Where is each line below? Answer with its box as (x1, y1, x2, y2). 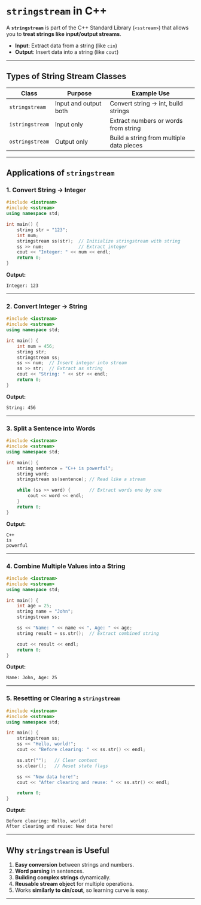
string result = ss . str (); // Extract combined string (17, 630, 160, 636)
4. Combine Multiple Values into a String (6, 562, 126, 570)
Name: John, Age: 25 (6, 675, 58, 681)
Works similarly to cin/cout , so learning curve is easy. (14, 886, 150, 894)
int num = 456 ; (17, 343, 55, 349)
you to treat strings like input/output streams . (6, 30, 121, 37)
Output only (54, 137, 89, 146)
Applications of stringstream (6, 168, 115, 178)
